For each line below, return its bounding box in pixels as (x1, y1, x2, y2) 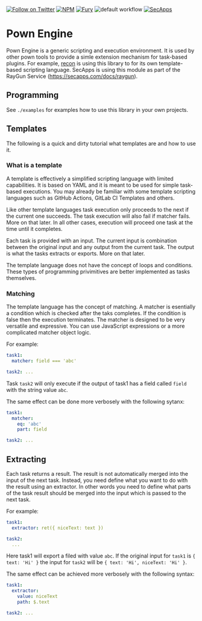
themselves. (6, 274, 37, 281)
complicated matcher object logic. (6, 329, 92, 336)
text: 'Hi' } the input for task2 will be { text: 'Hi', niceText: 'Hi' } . (6, 559, 188, 566)
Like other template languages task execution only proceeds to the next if (6, 206, 189, 213)
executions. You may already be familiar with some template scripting (23, 187, 196, 195)
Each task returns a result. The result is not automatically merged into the (6, 470, 189, 477)
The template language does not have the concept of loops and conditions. (6, 261, 193, 268)
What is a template (6, 161, 62, 169)
